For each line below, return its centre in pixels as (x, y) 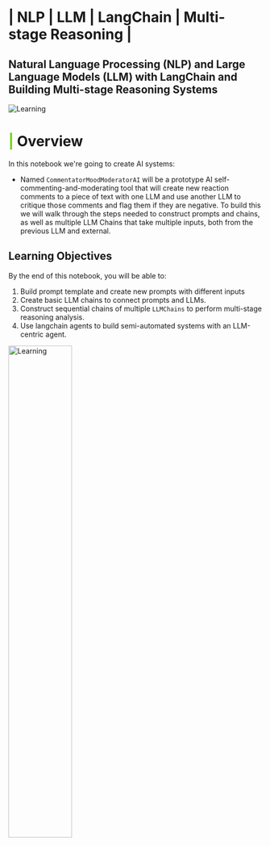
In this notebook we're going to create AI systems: (92, 163)
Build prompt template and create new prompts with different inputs (133, 291)
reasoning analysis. (52, 317)
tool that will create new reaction (175, 188)
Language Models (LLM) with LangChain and (123, 77)
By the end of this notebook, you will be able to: (87, 275)
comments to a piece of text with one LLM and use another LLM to (131, 196)
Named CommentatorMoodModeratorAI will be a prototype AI (116, 179)
